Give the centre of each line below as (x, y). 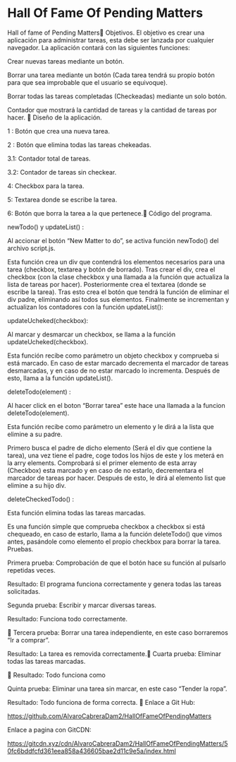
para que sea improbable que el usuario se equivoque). (87, 82)
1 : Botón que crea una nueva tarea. (59, 131)
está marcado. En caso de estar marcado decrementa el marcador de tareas (118, 363)
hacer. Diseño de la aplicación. (55, 117)
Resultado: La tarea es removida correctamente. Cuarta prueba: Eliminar (114, 653)
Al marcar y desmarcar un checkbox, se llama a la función (92, 334)
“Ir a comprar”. (29, 640)
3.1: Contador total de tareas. (49, 158)
